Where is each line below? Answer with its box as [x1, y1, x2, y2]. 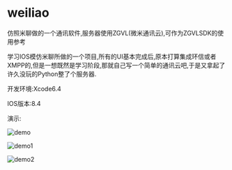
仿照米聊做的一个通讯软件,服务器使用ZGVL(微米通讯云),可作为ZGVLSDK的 [7, 29, 218, 37]
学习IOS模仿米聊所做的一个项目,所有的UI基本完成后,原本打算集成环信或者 [7, 52, 217, 61]
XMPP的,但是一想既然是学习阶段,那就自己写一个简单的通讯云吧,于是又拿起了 [7, 61, 226, 69]
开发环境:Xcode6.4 [7, 84, 61, 93]
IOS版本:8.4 [7, 99, 41, 107]
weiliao [7, 5, 50, 21]
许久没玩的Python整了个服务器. [7, 70, 97, 78]
